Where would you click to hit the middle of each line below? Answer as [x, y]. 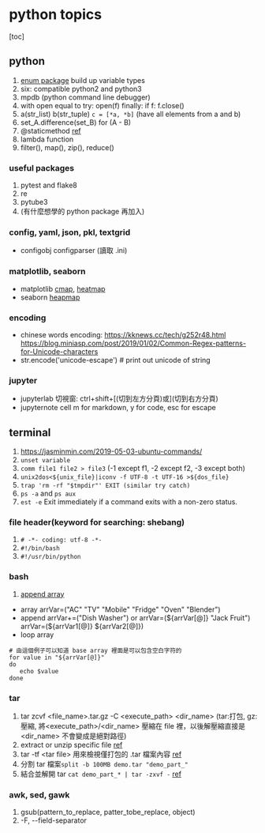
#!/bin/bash [40, 548]
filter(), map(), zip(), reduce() [67, 147]
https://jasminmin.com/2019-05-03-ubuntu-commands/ [111, 451]
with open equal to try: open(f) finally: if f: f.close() [102, 105]
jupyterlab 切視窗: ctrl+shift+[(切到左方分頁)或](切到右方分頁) [119, 399]
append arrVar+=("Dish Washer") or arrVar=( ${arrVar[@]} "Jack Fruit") [135, 617]
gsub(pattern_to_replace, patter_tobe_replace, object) [108, 812]
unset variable [45, 461]
